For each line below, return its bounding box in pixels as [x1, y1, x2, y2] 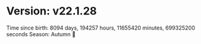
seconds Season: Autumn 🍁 [6, 30, 76, 37]
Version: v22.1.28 [6, 4, 97, 18]
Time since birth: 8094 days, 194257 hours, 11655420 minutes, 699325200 [6, 24, 196, 31]
